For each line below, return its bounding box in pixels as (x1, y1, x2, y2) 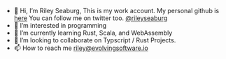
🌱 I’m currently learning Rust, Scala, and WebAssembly (13, 28, 173, 37)
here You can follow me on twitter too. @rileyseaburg (13, 14, 168, 22)
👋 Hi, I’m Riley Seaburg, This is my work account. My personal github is (13, 7, 219, 15)
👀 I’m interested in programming (13, 22, 107, 29)
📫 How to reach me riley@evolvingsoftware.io (13, 44, 148, 52)
